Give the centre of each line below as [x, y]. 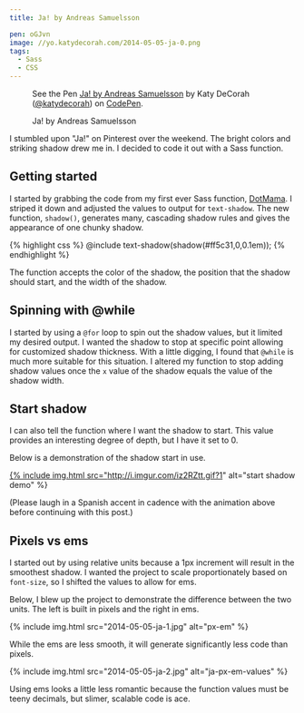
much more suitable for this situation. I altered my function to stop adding [147, 361]
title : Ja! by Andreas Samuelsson [75, 18]
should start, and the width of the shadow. [88, 281]
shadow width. [37, 380]
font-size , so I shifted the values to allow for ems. [103, 582]
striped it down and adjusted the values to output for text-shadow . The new [149, 208]
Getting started [54, 176]
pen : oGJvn [30, 34]
